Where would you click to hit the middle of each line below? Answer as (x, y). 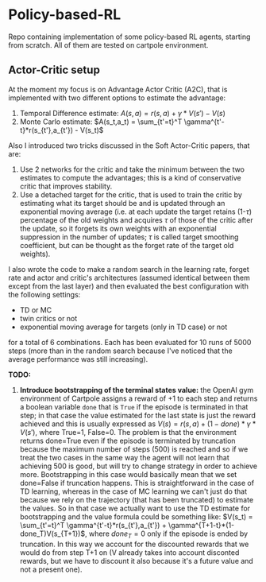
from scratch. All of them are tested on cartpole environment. (108, 45)
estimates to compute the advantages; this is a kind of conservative (130, 177)
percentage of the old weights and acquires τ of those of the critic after (136, 219)
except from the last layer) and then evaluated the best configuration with (128, 286)
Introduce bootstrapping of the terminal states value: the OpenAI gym (137, 390)
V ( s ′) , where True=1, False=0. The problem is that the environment (128, 432)
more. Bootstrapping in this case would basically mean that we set (128, 474)
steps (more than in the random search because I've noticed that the (120, 351)
